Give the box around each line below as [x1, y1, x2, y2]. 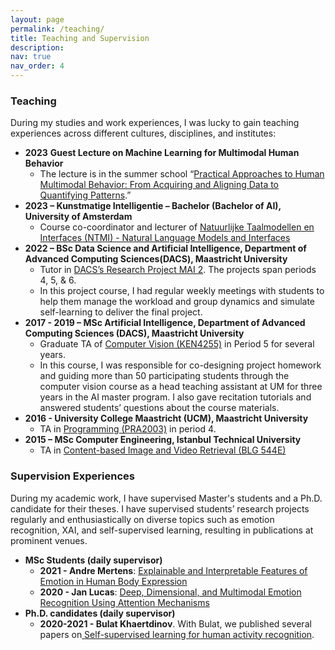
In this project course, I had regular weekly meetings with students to [39, 285, 325, 297]
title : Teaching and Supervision [10, 33, 150, 43]
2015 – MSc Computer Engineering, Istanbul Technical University [24, 434, 302, 446]
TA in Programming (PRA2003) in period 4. [39, 423, 217, 435]
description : [10, 42, 65, 53]
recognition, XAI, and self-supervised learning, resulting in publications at [10, 524, 314, 536]
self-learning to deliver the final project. [39, 306, 203, 318]
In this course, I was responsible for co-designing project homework [39, 359, 322, 371]
